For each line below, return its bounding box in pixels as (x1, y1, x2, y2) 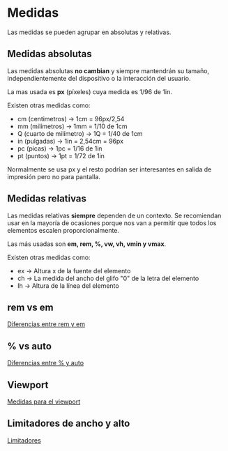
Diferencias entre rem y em (7, 320, 86, 328)
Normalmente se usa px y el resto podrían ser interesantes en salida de (7, 165, 212, 174)
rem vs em (7, 301, 54, 313)
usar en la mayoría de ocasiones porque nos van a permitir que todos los (7, 218, 217, 227)
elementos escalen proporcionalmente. (7, 226, 120, 234)
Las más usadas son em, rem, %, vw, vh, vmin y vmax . (7, 239, 167, 248)
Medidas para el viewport (7, 397, 81, 406)
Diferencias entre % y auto (7, 359, 84, 367)
